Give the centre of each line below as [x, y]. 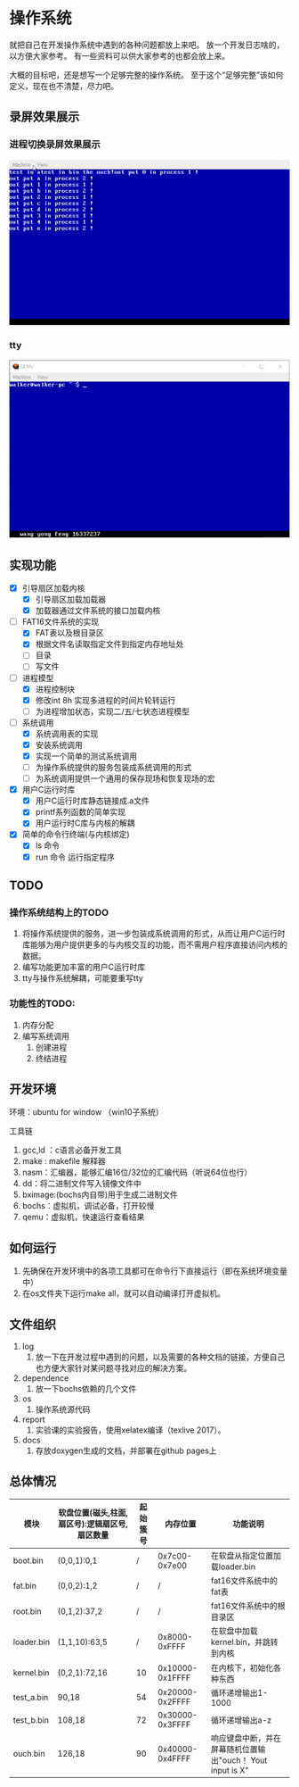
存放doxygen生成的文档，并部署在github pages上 [126, 1450]
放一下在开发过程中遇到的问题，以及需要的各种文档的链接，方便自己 [160, 1357]
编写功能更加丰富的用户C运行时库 [84, 967]
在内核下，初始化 [242, 1667]
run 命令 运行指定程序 [75, 857]
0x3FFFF [174, 1725]
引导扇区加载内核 [53, 588]
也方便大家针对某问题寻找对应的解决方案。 [113, 1368]
